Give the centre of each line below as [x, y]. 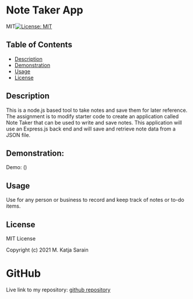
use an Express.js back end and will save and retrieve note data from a [91, 129]
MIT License [21, 238]
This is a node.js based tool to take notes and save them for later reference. [97, 110]
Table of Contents [39, 45]
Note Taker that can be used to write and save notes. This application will [94, 122]
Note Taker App [45, 10]
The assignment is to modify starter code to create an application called [92, 116]
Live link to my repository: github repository [58, 290]
